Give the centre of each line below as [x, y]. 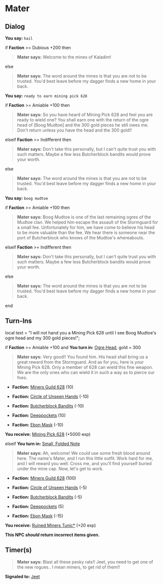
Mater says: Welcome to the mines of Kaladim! [64, 57]
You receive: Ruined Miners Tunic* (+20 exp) [51, 525]
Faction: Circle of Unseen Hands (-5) [49, 487]
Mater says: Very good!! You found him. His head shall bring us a [82, 357]
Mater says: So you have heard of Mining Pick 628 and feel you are [85, 115]
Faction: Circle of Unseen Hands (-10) [50, 396]
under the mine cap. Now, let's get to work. [60, 468]
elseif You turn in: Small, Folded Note [43, 444]
